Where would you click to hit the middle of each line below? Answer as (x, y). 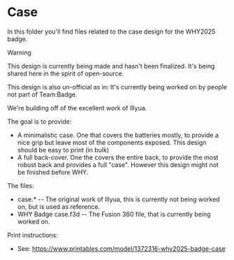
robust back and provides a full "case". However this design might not (118, 164)
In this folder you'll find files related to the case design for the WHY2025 (111, 31)
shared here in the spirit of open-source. (66, 73)
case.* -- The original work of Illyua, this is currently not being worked (118, 199)
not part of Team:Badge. (43, 94)
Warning (19, 52)
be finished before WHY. (53, 172)
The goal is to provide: (39, 121)
